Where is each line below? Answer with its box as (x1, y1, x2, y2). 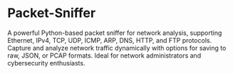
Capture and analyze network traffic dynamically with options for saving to (7, 43, 227, 52)
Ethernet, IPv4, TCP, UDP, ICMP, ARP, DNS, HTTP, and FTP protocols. (7, 36, 212, 44)
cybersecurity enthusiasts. (7, 58, 86, 67)
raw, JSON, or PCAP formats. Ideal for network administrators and (7, 51, 202, 60)
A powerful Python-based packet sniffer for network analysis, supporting (7, 28, 222, 37)
